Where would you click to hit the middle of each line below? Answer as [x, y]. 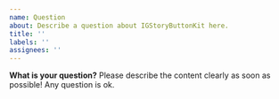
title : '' [28, 34]
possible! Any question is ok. [62, 85]
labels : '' [29, 42]
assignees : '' [36, 50]
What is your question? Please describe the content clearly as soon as [140, 75]
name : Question [37, 17]
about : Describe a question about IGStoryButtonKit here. [119, 26]
